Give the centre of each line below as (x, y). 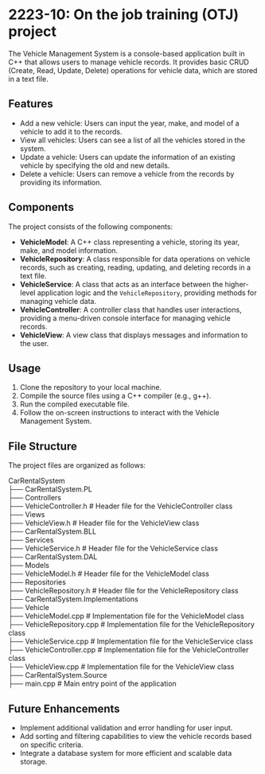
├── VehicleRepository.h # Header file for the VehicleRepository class (123, 591)
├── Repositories (37, 582)
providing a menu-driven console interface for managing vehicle (125, 318)
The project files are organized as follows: (77, 465)
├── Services (31, 540)
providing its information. (60, 182)
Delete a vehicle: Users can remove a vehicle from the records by (127, 173)
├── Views (27, 515)
